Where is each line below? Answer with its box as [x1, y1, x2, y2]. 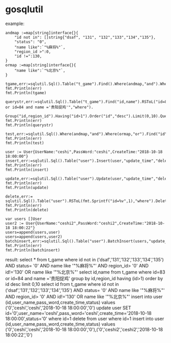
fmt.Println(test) [5, 140, 44, 145]
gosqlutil [5, 4, 43, 15]
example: [5, 20, 24, 27]
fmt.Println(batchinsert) [5, 248, 60, 253]
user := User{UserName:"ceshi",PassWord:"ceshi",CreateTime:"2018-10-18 [5, 149, 163, 154]
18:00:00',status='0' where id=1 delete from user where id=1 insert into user [5, 315, 164, 322]
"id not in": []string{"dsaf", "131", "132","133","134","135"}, [14, 35, 156, 40]
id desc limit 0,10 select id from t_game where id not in [5, 281, 119, 287]
